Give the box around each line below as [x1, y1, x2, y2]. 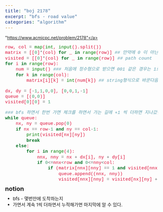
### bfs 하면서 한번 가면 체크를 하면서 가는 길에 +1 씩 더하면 [5, 110, 142, 115]
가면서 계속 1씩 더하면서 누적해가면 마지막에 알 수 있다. [13, 201, 123, 208]
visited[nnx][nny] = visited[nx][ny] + [58, 177, 158, 182]
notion [5, 185, 24, 193]
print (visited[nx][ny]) [26, 132, 86, 138]
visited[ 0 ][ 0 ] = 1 [5, 99, 51, 105]
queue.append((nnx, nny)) [58, 171, 123, 177]
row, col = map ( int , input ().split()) [5, 44, 102, 50]
